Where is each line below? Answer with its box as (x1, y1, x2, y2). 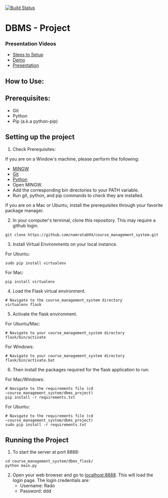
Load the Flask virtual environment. (12, 288, 86, 294)
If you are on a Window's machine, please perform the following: (5, 156, 139, 162)
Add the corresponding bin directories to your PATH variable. (12, 187, 139, 193)
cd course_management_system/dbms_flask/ (5, 459, 94, 464)
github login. (12, 222, 39, 228)
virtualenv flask (5, 302, 42, 307)
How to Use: (5, 77, 44, 86)
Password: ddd (20, 488, 52, 494)
